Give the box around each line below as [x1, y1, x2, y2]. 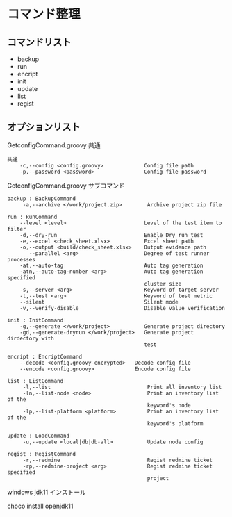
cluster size [144, 280, 182, 287]
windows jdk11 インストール [7, 488, 87, 496]
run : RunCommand [7, 213, 58, 220]
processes [7, 256, 36, 263]
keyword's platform [147, 420, 204, 427]
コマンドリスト [7, 36, 72, 48]
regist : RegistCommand [7, 450, 76, 457]
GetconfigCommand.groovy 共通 [7, 140, 101, 149]
